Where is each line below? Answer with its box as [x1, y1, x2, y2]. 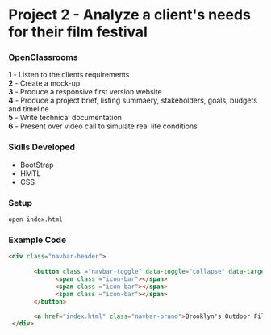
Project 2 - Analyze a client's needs [8, 6, 252, 24]
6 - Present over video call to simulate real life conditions [8, 121, 198, 131]
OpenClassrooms [8, 52, 78, 63]
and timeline [8, 104, 50, 114]
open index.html [8, 216, 63, 224]
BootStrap [19, 160, 54, 170]
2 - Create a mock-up [8, 78, 81, 88]
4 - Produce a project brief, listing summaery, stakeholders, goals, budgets [8, 95, 258, 106]
